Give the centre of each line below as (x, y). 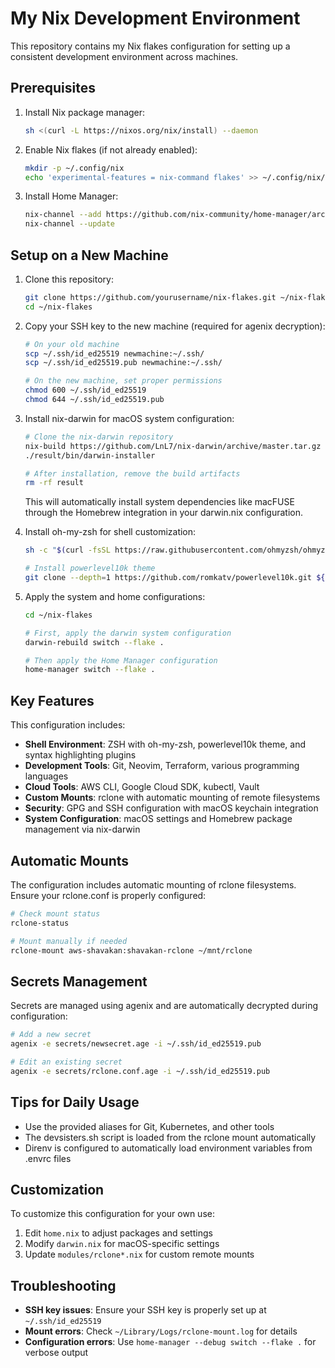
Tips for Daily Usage (75, 1102)
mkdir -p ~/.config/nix (74, 168)
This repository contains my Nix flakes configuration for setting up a (150, 46)
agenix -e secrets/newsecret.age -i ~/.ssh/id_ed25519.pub (136, 1044)
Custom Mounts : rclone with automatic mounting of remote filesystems (172, 798)
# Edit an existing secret (66, 1062)
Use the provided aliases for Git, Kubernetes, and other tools (149, 1126)
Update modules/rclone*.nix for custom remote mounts (139, 1254)
